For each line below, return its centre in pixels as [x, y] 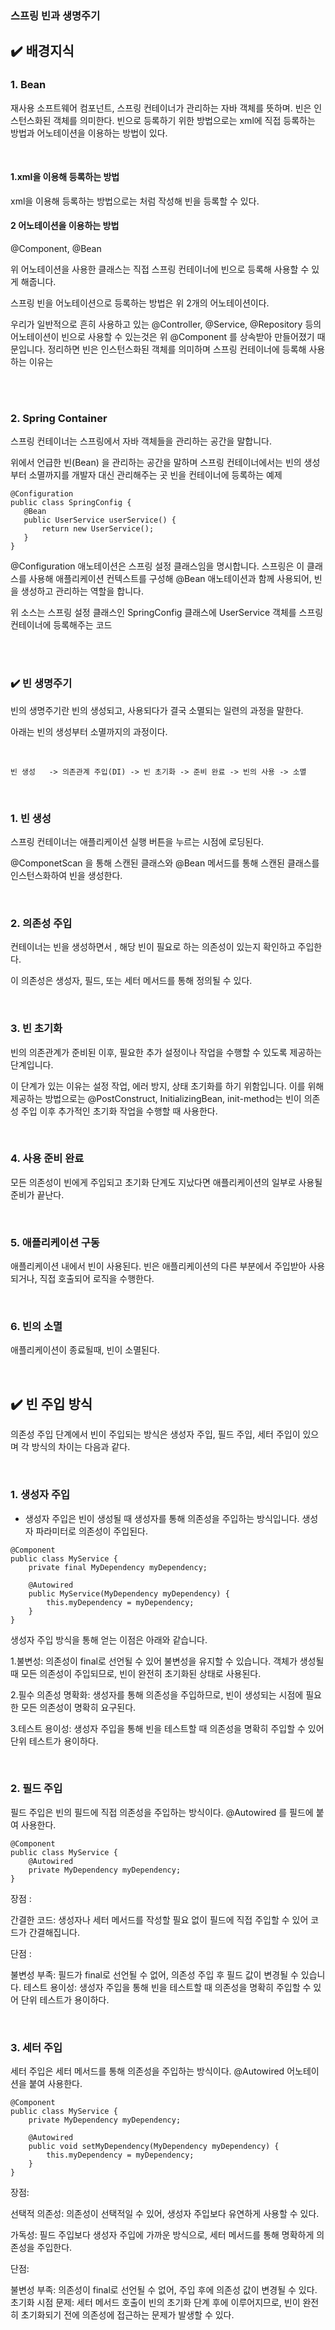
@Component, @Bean [56, 249]
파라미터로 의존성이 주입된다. [91, 1531]
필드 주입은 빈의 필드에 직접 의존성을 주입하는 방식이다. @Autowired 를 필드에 [162, 1812]
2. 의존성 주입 [41, 923]
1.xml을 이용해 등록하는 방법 [65, 177]
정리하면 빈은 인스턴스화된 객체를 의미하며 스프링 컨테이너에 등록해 [177, 349]
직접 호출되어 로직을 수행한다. [97, 1279]
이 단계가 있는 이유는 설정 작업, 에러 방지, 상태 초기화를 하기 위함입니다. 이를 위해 [167, 1086]
